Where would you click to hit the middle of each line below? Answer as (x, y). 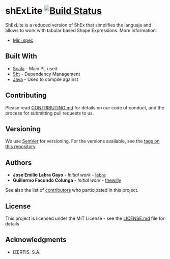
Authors (19, 163)
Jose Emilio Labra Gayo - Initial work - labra (59, 175)
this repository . (21, 147)
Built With (21, 56)
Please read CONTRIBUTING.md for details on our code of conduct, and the (85, 107)
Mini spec (23, 40)
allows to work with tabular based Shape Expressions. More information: (81, 30)
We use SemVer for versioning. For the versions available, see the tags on (82, 141)
